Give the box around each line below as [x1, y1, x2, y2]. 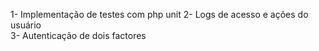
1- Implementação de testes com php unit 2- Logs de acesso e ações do [10, 9, 309, 20]
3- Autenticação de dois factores [10, 30, 147, 41]
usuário [10, 19, 42, 31]
